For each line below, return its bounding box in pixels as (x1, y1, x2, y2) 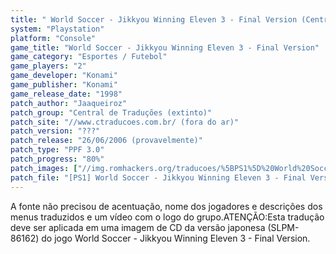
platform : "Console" (10, 33, 97, 43)
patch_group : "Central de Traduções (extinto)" (10, 107, 213, 118)
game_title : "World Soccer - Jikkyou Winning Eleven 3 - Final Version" (10, 42, 320, 53)
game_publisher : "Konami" (10, 80, 118, 90)
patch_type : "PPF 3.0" (10, 145, 105, 155)
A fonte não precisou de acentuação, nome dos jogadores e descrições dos (10, 200, 323, 212)
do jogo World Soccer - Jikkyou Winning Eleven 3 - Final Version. (41, 232, 311, 244)
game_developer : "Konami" (10, 71, 118, 81)
